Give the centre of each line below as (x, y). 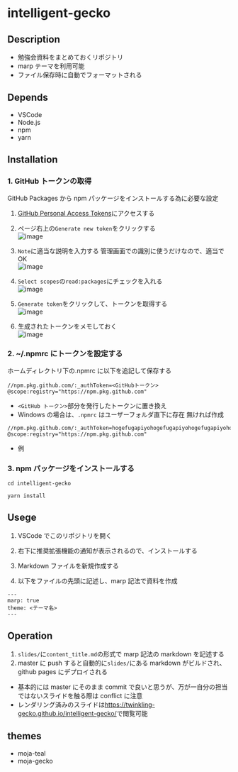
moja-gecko (35, 761)
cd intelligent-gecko (39, 484)
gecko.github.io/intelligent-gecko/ (67, 713)
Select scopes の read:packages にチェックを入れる (90, 281)
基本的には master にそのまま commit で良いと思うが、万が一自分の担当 (123, 687)
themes (24, 736)
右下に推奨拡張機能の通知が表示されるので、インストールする (107, 551)
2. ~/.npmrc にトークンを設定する (65, 354)
